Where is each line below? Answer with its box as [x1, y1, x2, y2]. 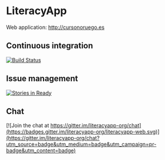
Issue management [6, 74, 78, 84]
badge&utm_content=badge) [6, 147, 76, 154]
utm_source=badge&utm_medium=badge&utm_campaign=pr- [6, 141, 157, 148]
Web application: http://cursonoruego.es [6, 24, 105, 31]
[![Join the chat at [6, 122, 49, 129]
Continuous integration [6, 41, 93, 51]
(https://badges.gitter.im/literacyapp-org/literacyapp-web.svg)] [6, 128, 160, 135]
